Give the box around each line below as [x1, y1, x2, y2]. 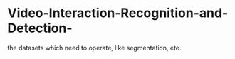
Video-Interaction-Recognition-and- [7, 5, 229, 21]
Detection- [7, 20, 73, 36]
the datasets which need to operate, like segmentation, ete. [7, 43, 182, 52]
